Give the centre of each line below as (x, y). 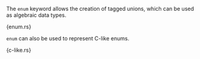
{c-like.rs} (19, 50)
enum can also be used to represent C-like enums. (68, 38)
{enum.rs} (19, 27)
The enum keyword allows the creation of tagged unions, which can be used (100, 9)
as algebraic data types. (36, 15)
